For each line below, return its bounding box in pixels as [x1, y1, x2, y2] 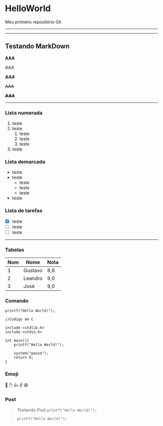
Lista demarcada [5, 158, 46, 165]
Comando [5, 297, 29, 304]
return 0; [14, 355, 34, 360]
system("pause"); [14, 351, 49, 356]
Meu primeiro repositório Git [5, 19, 62, 25]
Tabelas [5, 246, 24, 253]
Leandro [23, 275, 43, 282]
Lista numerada [5, 109, 43, 116]
